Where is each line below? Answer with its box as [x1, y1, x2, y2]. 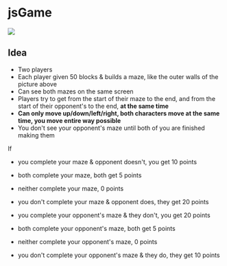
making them [17, 131, 56, 139]
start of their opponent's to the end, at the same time [17, 102, 169, 110]
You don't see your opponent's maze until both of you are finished [17, 124, 205, 132]
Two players [17, 65, 53, 74]
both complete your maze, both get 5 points [17, 170, 142, 179]
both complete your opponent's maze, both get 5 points [17, 224, 176, 232]
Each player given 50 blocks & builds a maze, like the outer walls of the [17, 72, 219, 80]
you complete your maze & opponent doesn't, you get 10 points [17, 157, 198, 166]
